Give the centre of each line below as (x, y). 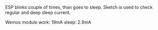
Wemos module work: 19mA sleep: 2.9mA (48, 22)
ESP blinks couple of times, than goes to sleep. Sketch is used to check (79, 7)
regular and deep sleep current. (38, 12)
